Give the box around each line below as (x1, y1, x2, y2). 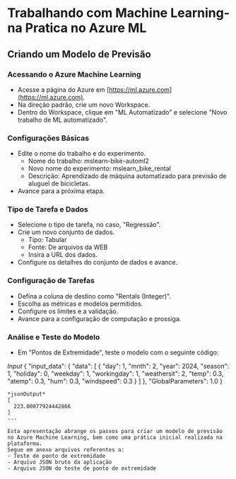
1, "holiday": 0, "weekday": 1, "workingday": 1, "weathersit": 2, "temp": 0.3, (7, 369, 224, 378)
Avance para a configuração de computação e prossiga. (17, 314, 182, 323)
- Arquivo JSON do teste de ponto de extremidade (7, 465, 157, 472)
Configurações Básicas (7, 133, 90, 143)
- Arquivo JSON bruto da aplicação (7, 458, 112, 466)
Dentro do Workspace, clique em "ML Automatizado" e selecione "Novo (17, 108, 228, 116)
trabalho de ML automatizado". (17, 115, 108, 124)
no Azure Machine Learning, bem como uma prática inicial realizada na (7, 434, 223, 442)
